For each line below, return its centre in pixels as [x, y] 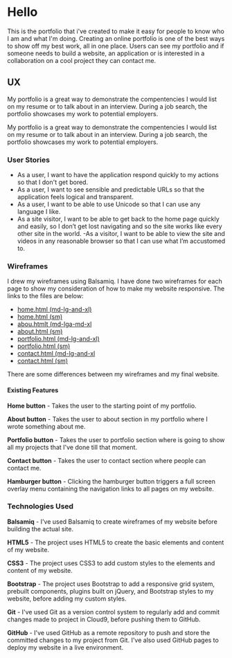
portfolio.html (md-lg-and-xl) [59, 339]
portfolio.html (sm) [44, 346]
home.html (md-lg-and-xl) [54, 309]
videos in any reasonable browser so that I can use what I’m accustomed [121, 241]
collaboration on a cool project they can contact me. [82, 60]
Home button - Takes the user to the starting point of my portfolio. [102, 405]
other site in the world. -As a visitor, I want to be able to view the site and [121, 234]
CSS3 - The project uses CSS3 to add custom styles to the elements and [111, 563]
